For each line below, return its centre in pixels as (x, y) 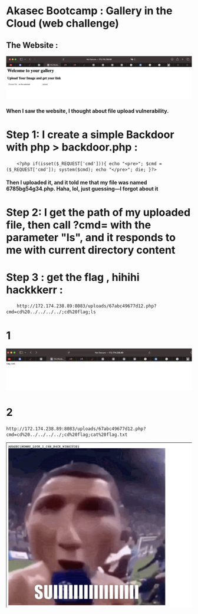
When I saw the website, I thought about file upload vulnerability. (88, 111)
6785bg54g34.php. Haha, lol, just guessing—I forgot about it (82, 189)
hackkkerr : (34, 290)
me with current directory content (91, 250)
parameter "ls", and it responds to (91, 238)
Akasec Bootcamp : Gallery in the (89, 11)
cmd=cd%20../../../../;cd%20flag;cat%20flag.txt (67, 435)
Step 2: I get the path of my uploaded (98, 213)
